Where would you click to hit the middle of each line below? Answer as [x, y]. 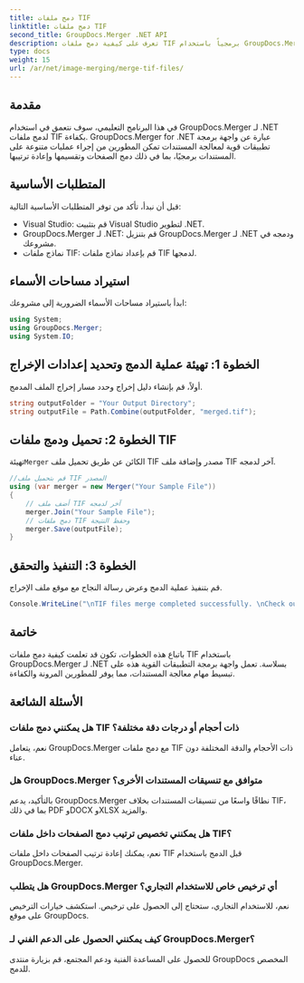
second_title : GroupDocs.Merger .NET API [89, 34]
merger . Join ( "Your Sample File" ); [90, 512]
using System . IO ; [42, 336]
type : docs [30, 52]
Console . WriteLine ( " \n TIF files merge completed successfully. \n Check [147, 604]
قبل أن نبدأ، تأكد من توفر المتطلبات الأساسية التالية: [95, 206]
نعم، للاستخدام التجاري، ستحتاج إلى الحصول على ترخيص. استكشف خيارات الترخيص [149, 906]
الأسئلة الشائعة [46, 702]
